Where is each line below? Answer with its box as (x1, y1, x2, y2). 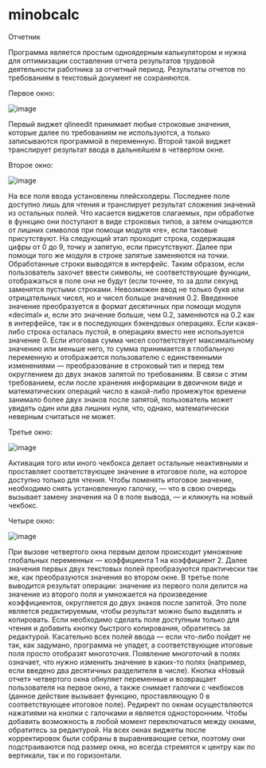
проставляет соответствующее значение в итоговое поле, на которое (8, 466, 248, 476)
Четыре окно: (8, 516, 55, 525)
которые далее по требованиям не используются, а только (8, 128, 211, 137)
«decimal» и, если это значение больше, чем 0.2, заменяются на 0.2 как (8, 310, 255, 319)
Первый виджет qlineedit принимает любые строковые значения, (8, 119, 232, 129)
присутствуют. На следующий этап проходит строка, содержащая (8, 233, 236, 243)
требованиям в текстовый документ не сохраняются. (8, 73, 191, 82)
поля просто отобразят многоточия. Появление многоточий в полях (8, 648, 241, 658)
